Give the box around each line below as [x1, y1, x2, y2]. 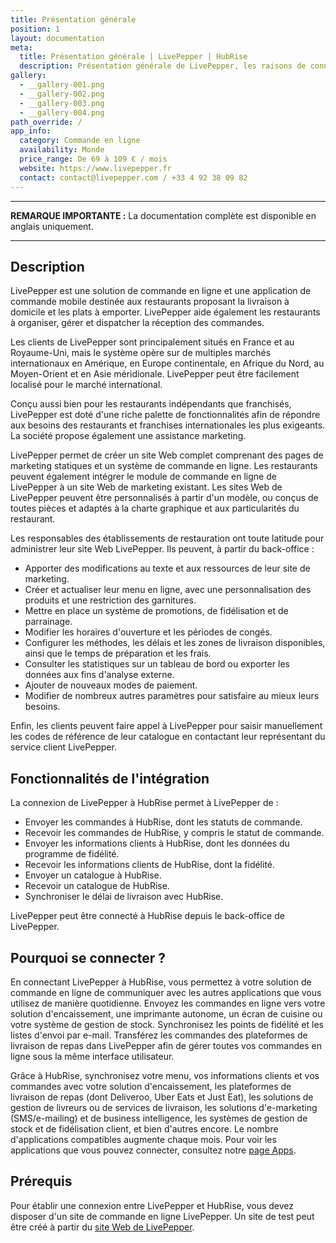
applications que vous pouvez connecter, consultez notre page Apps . [10, 1144, 297, 1156]
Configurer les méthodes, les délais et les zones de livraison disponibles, [24, 637, 326, 649]
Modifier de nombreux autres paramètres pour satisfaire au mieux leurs [24, 690, 320, 702]
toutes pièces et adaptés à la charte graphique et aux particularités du [10, 502, 300, 515]
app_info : [10, 126, 52, 136]
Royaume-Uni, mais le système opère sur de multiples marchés [10, 347, 272, 359]
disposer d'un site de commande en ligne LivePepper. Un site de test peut [10, 1210, 315, 1222]
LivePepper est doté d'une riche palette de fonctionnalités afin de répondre [10, 409, 321, 421]
